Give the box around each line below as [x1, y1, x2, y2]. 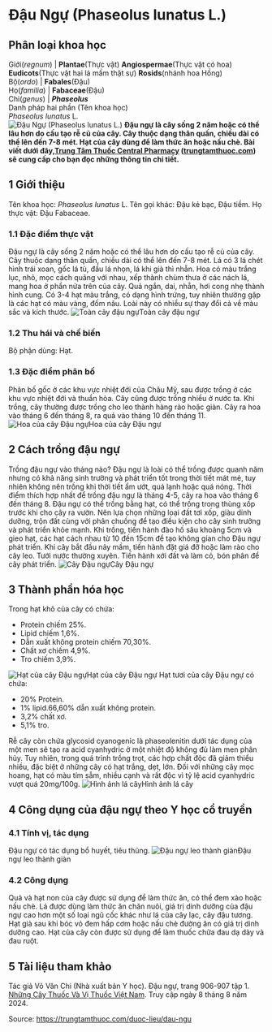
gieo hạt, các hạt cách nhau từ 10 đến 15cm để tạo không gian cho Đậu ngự [8, 533, 261, 543]
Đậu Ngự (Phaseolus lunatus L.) [8, 6, 227, 24]
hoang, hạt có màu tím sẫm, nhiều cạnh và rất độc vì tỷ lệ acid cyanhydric [8, 771, 256, 780]
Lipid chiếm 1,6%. [19, 628, 80, 638]
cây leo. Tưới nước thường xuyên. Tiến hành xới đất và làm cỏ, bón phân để [8, 551, 260, 560]
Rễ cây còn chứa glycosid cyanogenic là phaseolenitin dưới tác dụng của [8, 736, 253, 746]
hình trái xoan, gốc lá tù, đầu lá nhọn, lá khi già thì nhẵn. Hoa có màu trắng [8, 264, 257, 274]
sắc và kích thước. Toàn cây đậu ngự [8, 307, 201, 317]
